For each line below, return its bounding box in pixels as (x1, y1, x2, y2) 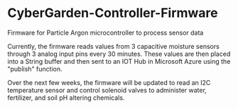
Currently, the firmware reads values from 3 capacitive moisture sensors (7, 42, 220, 50)
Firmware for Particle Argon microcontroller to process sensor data (7, 28, 204, 37)
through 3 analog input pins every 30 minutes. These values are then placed (7, 50, 231, 58)
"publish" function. (7, 64, 63, 73)
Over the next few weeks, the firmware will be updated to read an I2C (7, 78, 211, 86)
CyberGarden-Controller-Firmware (7, 5, 218, 21)
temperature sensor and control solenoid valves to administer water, (7, 86, 207, 94)
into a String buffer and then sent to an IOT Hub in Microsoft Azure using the (7, 57, 231, 65)
